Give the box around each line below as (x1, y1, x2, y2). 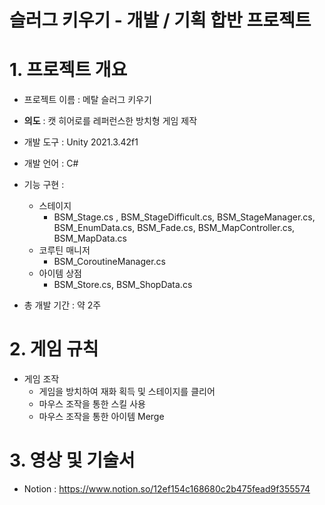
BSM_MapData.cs (53, 232, 128, 245)
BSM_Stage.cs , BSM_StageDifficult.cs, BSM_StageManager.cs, (53, 211, 316, 223)
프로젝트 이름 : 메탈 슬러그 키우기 (23, 94, 152, 106)
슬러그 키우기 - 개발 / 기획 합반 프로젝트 (9, 9, 312, 32)
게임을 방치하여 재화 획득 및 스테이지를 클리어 (38, 386, 216, 398)
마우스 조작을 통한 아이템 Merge (38, 411, 165, 423)
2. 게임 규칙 (9, 338, 99, 361)
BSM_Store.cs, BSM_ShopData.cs (53, 279, 193, 291)
